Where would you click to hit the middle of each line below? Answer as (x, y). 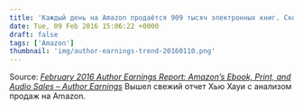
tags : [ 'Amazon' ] (42, 43)
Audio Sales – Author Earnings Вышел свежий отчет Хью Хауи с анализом (151, 87)
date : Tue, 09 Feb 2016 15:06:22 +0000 (84, 26)
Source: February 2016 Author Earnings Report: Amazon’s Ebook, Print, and (150, 77)
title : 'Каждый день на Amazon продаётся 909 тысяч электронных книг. (145, 18)
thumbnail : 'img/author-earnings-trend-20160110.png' (113, 51)
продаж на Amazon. (47, 96)
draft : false (34, 34)
